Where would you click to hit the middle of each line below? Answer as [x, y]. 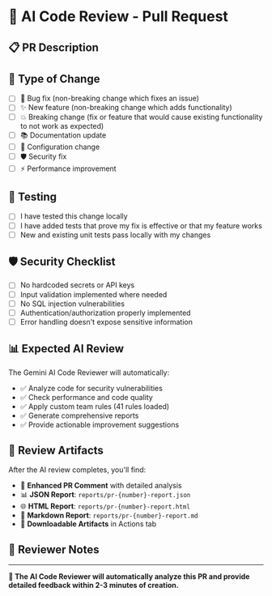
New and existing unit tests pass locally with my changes [115, 235]
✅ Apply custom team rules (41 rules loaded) [95, 406]
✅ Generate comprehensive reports [79, 415]
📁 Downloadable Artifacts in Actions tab [88, 524]
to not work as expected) [62, 126]
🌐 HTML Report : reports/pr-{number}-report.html [105, 506]
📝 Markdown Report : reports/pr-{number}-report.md [109, 515]
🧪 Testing [33, 197]
